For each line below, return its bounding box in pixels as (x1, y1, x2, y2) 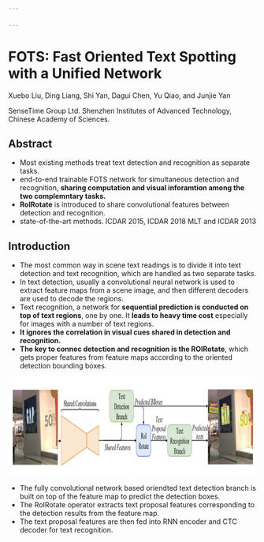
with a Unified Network (8, 64, 162, 82)
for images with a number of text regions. (19, 320, 154, 329)
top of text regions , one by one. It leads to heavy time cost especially (19, 311, 248, 320)
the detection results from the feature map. (19, 509, 160, 518)
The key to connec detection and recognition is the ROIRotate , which (19, 344, 248, 354)
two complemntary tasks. (19, 192, 106, 201)
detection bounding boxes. (19, 361, 107, 371)
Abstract (8, 136, 53, 150)
